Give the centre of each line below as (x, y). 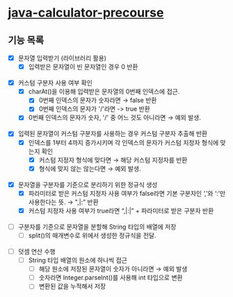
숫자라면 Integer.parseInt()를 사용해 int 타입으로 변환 (111, 278)
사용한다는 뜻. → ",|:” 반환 (64, 202)
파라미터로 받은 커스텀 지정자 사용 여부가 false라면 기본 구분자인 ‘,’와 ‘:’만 (127, 193)
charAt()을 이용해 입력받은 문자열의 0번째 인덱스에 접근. (104, 92)
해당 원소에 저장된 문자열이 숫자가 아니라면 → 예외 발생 (113, 269)
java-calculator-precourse (86, 13)
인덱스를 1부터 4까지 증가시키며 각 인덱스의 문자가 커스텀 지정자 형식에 (123, 142)
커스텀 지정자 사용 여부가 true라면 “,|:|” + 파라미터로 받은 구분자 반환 (121, 210)
